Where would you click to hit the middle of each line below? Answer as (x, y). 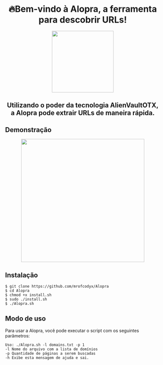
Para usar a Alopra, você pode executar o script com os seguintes (72, 331)
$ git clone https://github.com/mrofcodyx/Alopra (57, 286)
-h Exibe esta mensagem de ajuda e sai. (47, 358)
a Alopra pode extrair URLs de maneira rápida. (83, 113)
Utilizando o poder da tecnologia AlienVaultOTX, (83, 105)
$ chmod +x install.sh (28, 295)
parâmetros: (17, 335)
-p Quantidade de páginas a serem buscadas (50, 353)
